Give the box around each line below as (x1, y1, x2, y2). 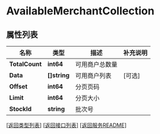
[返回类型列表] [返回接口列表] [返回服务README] (6, 121, 127, 129)
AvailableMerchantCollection (6, 4, 155, 18)
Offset (9, 83, 28, 90)
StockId (9, 105, 32, 113)
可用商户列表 (75, 72, 112, 80)
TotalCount (9, 60, 42, 68)
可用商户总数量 (75, 60, 118, 68)
